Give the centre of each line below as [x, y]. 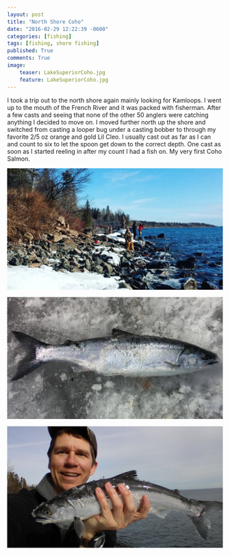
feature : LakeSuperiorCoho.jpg [64, 80]
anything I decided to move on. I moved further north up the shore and [106, 122]
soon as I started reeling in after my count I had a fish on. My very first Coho [115, 151]
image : [16, 65]
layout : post [26, 14]
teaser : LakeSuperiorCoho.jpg [63, 72]
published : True [30, 51]
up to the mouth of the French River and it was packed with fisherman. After [114, 107]
